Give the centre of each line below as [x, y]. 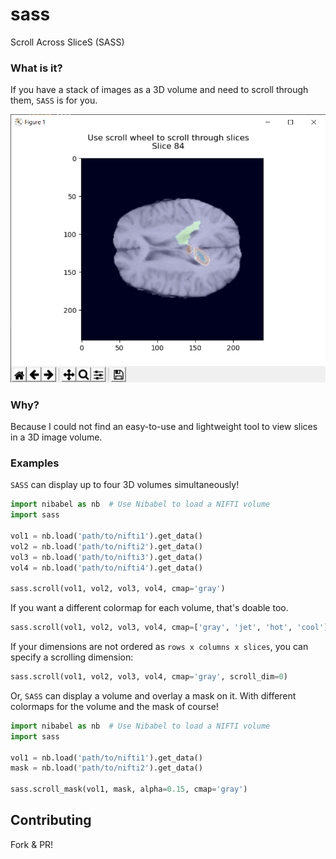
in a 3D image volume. [56, 437]
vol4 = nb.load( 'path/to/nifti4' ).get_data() [106, 568]
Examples [35, 463]
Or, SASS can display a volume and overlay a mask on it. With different [153, 695]
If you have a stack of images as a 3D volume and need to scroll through [159, 90]
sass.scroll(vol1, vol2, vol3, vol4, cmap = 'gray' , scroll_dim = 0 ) [149, 677]
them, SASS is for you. [54, 100]
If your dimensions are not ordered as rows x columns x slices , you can [159, 647]
